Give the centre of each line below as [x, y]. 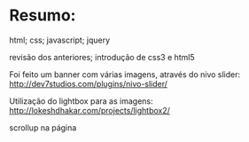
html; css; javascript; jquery [60, 40]
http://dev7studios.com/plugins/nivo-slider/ [89, 83]
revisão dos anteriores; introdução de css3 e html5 [102, 57]
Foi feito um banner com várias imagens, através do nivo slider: [125, 74]
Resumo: [43, 16]
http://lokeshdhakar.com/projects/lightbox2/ [90, 110]
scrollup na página [43, 127]
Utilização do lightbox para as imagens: [81, 101]
